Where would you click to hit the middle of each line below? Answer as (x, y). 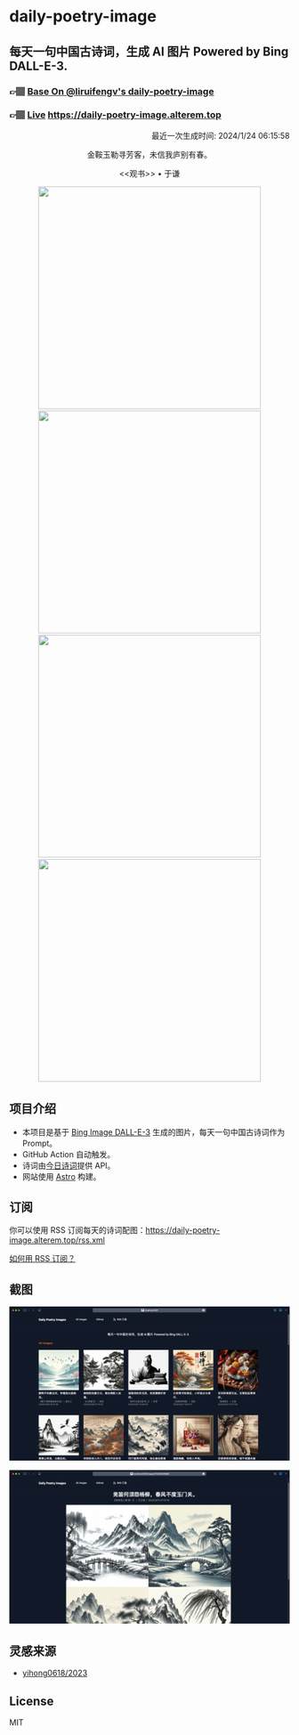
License (32, 1701)
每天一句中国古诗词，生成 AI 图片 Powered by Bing (149, 51)
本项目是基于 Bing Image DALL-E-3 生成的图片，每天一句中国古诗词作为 (154, 1131)
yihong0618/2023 (55, 1673)
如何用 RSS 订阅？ (42, 1259)
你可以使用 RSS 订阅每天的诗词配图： (77, 1230)
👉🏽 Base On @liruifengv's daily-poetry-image (112, 91)
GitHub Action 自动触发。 (69, 1154)
